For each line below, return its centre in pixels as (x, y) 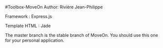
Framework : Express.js (29, 16)
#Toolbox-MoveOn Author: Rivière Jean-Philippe (54, 7)
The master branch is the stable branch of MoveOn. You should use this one (82, 35)
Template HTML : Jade (28, 26)
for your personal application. (35, 40)
